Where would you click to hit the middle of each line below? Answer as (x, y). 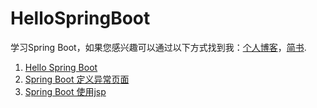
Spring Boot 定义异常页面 (77, 79)
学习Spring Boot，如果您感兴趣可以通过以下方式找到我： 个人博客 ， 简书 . (158, 47)
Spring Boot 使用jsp (65, 91)
